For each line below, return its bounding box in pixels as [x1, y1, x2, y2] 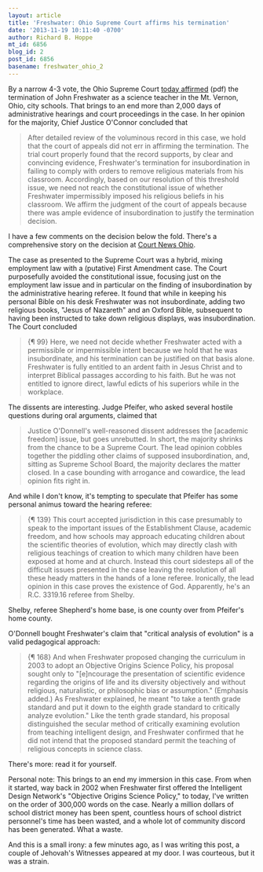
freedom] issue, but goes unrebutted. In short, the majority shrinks [27, 434, 243, 444]
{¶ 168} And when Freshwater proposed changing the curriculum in [27, 652, 246, 661]
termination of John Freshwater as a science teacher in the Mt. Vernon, [8, 92, 239, 102]
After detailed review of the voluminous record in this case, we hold [27, 133, 246, 142]
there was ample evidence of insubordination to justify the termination [27, 207, 254, 217]
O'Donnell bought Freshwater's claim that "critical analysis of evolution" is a [8, 628, 254, 638]
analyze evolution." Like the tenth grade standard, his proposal [27, 710, 230, 720]
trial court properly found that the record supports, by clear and [27, 149, 234, 159]
